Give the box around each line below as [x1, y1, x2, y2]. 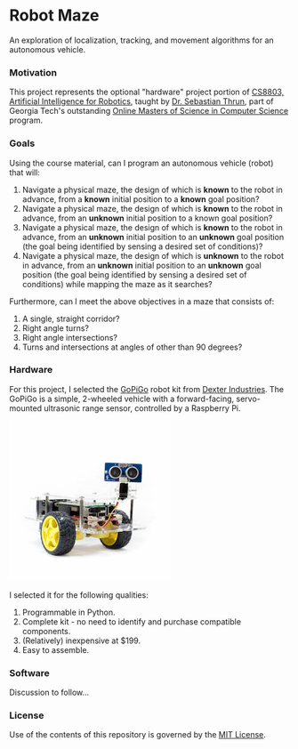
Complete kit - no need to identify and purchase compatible [21, 616, 242, 627]
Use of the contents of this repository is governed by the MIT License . [9, 729, 267, 740]
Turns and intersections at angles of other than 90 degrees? [21, 342, 243, 352]
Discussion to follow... [9, 687, 90, 698]
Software [9, 666, 51, 679]
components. [21, 625, 71, 636]
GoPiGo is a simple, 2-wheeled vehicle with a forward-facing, [9, 393, 235, 404]
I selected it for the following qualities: [9, 589, 149, 600]
